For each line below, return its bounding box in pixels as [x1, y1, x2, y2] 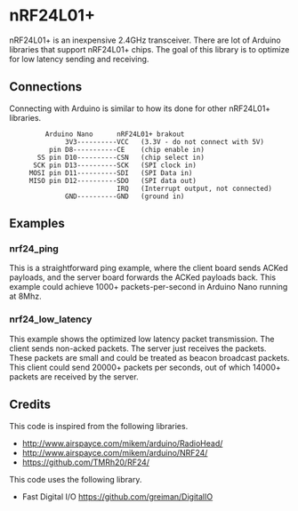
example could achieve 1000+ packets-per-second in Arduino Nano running [9, 282, 288, 292]
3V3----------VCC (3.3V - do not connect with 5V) [65, 137, 265, 147]
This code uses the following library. [9, 474, 142, 484]
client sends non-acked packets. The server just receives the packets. [9, 343, 267, 354]
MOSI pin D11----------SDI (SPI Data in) [28, 168, 193, 178]
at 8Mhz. [9, 291, 42, 302]
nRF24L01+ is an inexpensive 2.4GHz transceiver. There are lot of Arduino [9, 35, 282, 45]
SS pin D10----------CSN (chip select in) [36, 153, 205, 162]
